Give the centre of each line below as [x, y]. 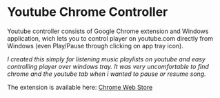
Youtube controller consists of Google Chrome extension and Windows [108, 31]
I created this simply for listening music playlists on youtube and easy [106, 59]
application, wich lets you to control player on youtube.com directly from [110, 38]
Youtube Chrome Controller [88, 12]
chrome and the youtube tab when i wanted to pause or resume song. [107, 74]
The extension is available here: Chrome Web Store [80, 87]
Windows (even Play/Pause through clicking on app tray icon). [96, 46]
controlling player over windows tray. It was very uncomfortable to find [108, 66]
